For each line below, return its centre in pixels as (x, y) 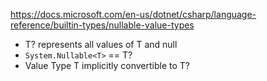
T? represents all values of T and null (101, 44)
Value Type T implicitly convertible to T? (107, 65)
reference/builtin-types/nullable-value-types (102, 25)
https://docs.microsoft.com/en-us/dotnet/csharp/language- (133, 14)
